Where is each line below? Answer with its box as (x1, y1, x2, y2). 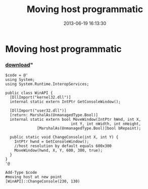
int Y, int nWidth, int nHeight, (70, 121, 141, 127)
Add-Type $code (5, 170, 37, 175)
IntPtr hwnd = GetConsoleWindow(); (14, 139, 89, 145)
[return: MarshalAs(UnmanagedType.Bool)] (10, 113, 98, 118)
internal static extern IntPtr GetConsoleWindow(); (10, 100, 121, 105)
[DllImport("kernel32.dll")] (10, 95, 71, 100)
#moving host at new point (5, 174, 62, 180)
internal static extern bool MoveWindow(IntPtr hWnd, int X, (10, 117, 141, 122)
